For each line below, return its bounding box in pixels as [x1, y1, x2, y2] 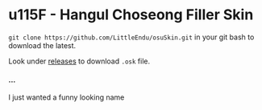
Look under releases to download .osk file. [8, 56, 151, 66]
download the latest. [8, 40, 77, 50]
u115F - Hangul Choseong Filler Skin [8, 6, 254, 24]
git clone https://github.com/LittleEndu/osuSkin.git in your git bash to [8, 32, 255, 42]
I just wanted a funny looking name [8, 92, 125, 102]
